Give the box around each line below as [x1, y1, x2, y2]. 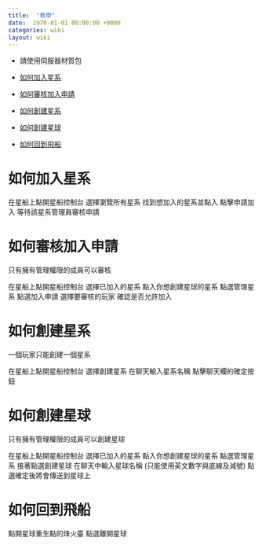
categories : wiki [8, 26, 65, 34]
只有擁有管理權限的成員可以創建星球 [8, 434, 126, 444]
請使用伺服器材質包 [19, 56, 82, 65]
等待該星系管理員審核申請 [16, 208, 100, 217]
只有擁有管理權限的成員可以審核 [8, 265, 111, 275]
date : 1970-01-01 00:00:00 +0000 [8, 19, 122, 27]
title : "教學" [8, 11, 56, 20]
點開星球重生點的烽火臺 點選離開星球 [8, 528, 127, 538]
